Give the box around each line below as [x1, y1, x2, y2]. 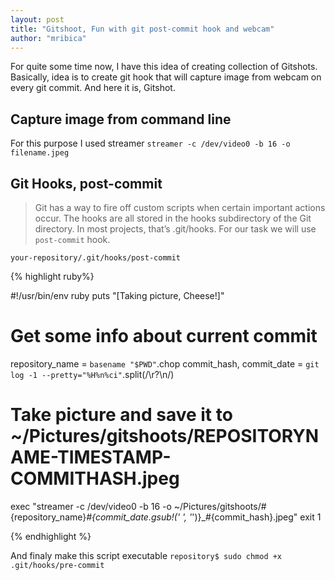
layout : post [10, 14, 65, 25]
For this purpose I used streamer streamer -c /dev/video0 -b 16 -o [10, 137, 291, 150]
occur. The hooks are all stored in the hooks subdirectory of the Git [34, 212, 312, 224]
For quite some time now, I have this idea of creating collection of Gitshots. [10, 61, 318, 73]
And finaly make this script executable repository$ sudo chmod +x [10, 549, 283, 561]
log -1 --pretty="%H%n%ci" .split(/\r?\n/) [10, 368, 175, 380]
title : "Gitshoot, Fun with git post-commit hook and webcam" [10, 24, 275, 34]
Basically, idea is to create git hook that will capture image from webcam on [10, 71, 322, 83]
